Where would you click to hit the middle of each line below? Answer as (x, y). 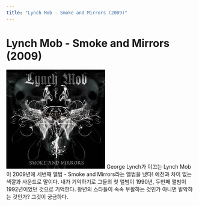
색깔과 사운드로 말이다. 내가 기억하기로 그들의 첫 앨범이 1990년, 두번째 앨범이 (96, 181)
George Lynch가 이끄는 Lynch (142, 166)
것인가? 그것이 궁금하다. (40, 196)
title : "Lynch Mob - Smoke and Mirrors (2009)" (67, 13)
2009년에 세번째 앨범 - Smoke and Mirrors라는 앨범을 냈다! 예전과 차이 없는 (102, 174)
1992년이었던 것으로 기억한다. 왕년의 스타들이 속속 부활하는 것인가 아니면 (92, 189)
